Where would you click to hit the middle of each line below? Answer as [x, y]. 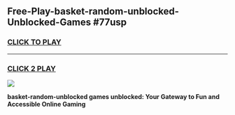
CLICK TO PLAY [34, 43]
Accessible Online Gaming [47, 104]
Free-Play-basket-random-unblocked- [93, 11]
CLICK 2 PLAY [31, 68]
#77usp [110, 23]
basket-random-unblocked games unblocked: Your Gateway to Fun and [114, 96]
